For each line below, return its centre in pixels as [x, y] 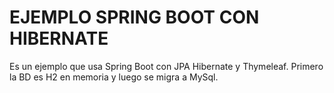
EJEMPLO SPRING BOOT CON [134, 17]
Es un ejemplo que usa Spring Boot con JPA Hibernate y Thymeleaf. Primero [166, 66]
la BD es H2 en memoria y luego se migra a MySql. [114, 77]
